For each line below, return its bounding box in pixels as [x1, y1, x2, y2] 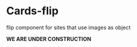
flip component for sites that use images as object [6, 24, 131, 31]
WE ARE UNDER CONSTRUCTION [6, 35, 92, 42]
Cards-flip [6, 4, 59, 18]
